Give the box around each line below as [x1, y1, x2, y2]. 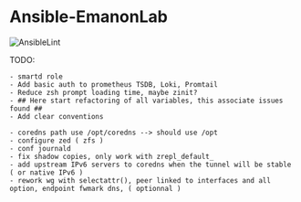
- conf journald [9, 144, 71, 153]
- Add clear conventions [9, 112, 104, 121]
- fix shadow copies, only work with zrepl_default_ [9, 152, 214, 161]
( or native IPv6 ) [9, 167, 84, 177]
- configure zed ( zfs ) [9, 135, 104, 145]
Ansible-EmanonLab [9, 6, 169, 27]
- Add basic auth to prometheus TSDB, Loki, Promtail [9, 80, 219, 89]
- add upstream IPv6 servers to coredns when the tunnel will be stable [9, 160, 292, 169]
